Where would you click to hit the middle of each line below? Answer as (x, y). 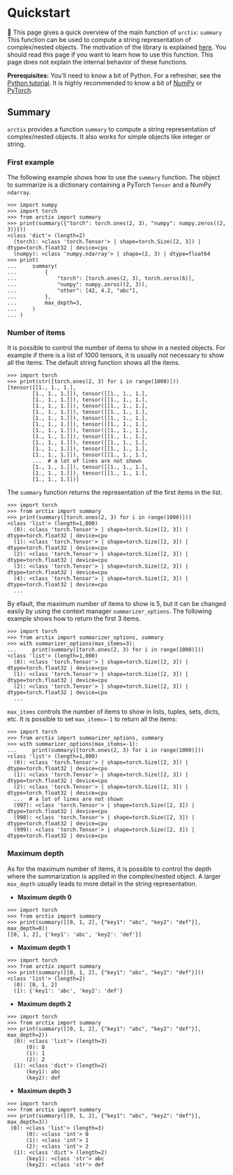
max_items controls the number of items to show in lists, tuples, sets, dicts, (114, 712)
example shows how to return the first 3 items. (74, 619)
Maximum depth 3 (44, 1090)
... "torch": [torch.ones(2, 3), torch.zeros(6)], (101, 279)
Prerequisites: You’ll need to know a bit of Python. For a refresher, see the (114, 75)
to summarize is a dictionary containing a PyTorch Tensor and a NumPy (109, 185)
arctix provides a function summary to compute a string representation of (112, 129)
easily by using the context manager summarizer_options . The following (110, 611)
